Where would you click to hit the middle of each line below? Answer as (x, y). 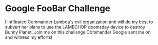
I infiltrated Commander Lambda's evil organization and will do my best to (79, 22)
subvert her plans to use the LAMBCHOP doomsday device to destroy (75, 27)
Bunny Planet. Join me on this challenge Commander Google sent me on (78, 32)
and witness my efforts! (29, 37)
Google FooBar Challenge (58, 8)
